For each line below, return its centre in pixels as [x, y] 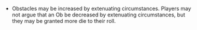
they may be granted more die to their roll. [64, 21]
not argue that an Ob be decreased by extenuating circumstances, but [99, 15]
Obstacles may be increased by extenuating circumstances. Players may [101, 9]
